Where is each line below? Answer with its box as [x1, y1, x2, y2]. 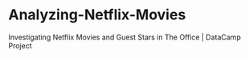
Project [8, 40, 32, 50]
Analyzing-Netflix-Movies [8, 6, 186, 24]
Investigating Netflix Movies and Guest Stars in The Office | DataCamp [8, 32, 241, 42]
